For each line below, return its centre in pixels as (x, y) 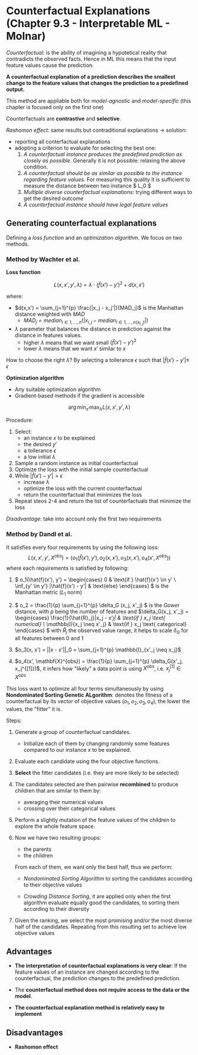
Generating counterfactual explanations (82, 223)
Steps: (14, 720)
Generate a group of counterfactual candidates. (73, 732)
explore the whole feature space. (55, 826)
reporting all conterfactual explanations (62, 141)
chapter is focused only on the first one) (55, 107)
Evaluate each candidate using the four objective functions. (87, 761)
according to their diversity (56, 908)
